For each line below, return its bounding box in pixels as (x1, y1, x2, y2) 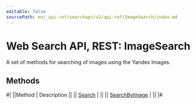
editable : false (6, 8, 46, 15)
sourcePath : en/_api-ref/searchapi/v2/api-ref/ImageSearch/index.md (6, 14, 178, 20)
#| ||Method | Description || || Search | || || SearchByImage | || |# (6, 92, 163, 99)
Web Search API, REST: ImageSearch (6, 39, 191, 53)
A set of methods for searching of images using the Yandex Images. (6, 59, 171, 66)
